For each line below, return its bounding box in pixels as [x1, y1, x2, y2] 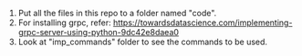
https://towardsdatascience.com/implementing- [112, 17, 293, 28]
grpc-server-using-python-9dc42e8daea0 [17, 27, 180, 37]
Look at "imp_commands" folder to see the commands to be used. [17, 36, 267, 47]
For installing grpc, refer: [17, 17, 111, 28]
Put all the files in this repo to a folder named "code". [17, 8, 217, 18]
